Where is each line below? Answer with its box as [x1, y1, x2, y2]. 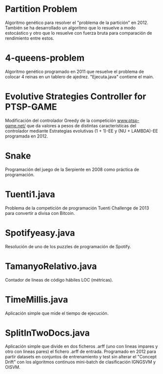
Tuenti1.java [5, 188, 55, 200]
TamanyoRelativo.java [5, 260, 97, 272]
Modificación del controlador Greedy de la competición [5, 117, 116, 123]
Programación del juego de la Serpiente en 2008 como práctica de [5, 166, 139, 172]
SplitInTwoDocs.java [5, 327, 90, 338]
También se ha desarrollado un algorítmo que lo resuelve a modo [5, 24, 136, 30]
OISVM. [5, 364, 20, 370]
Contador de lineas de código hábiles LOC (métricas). [5, 277, 113, 282]
